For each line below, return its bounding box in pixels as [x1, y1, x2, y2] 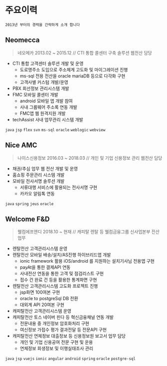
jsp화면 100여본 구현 [19, 289, 60, 295]
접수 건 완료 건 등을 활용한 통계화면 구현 [19, 277, 97, 283]
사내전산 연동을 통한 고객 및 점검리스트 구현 [19, 271, 104, 277]
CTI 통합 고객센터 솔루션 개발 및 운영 [12, 60, 84, 66]
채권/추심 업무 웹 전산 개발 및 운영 [12, 165, 78, 171]
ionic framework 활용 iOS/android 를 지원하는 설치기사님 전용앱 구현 [19, 258, 155, 264]
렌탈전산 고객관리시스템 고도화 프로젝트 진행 [12, 283, 98, 289]
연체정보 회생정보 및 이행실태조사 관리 [19, 346, 94, 352]
